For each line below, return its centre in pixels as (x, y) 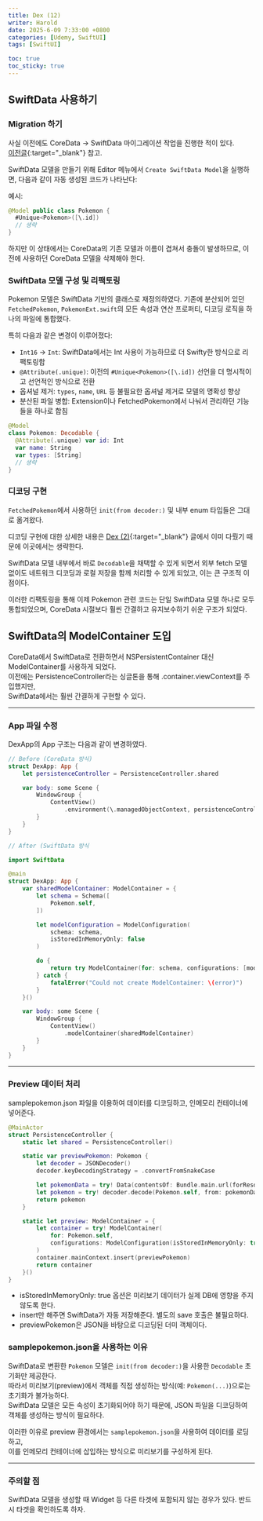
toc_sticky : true (36, 66)
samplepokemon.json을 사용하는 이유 (78, 1347)
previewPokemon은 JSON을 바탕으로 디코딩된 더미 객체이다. (113, 1325)
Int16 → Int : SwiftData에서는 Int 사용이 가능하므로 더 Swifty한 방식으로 (130, 352)
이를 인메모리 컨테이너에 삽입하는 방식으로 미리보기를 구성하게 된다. (110, 1451)
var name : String (43, 448)
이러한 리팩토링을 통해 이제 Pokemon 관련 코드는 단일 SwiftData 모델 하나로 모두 (131, 599)
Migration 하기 (35, 124)
